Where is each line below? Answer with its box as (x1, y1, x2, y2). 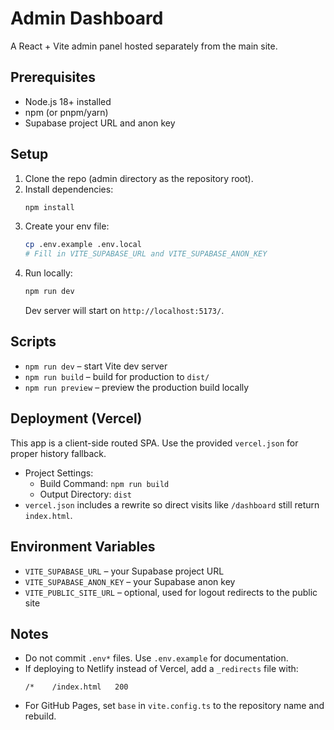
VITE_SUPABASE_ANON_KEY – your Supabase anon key (24, 575, 236, 587)
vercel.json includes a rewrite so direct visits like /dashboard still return (24, 498, 320, 511)
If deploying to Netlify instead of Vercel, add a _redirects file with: (24, 663, 299, 675)
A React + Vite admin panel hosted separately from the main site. (10, 40, 278, 52)
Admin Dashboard (10, 7, 164, 30)
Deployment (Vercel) (10, 410, 143, 427)
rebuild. (24, 710, 57, 722)
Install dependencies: (24, 183, 114, 195)
